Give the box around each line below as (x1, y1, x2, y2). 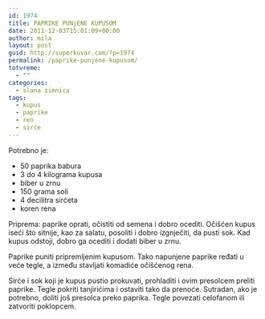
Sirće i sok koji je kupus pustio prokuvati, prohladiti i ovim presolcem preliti (8, 276, 255, 285)
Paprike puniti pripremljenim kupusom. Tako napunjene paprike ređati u (8, 252, 245, 261)
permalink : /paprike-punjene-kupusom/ (8, 57, 138, 65)
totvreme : (8, 64, 42, 72)
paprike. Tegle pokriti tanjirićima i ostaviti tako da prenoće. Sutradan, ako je (8, 284, 258, 293)
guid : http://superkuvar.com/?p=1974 (8, 49, 135, 57)
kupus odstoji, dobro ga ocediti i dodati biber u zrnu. (8, 236, 182, 245)
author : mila (8, 34, 52, 42)
